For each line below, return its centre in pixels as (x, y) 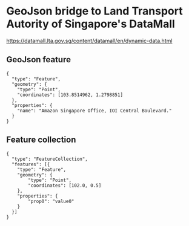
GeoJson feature (39, 60)
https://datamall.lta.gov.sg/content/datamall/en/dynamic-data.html (89, 40)
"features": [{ (31, 164)
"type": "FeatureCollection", (50, 159)
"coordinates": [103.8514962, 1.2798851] (70, 95)
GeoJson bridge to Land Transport (94, 11)
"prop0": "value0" (51, 201)
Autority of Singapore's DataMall (91, 24)
